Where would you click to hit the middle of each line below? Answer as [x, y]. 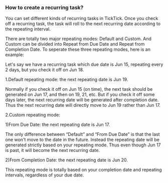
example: [15, 55]
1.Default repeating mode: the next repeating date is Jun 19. [67, 80]
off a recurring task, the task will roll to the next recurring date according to [83, 24]
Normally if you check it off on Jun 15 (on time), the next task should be [79, 89]
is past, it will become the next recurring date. [53, 150]
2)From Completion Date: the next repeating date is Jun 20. [66, 160]
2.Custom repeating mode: [33, 115]
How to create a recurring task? [44, 8]
